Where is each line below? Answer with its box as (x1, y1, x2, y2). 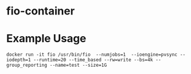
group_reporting (6, 62, 47, 69)
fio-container (6, 4, 75, 18)
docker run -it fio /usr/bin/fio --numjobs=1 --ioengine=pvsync (6, 52, 178, 58)
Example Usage (6, 32, 87, 46)
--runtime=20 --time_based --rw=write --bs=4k (33, 57, 153, 63)
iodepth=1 (6, 57, 32, 63)
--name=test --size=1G (49, 62, 107, 69)
